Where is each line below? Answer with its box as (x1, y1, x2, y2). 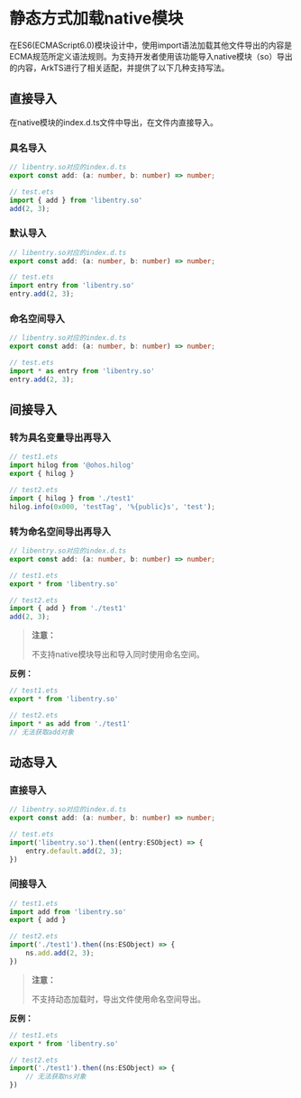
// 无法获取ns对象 (25, 1072, 87, 1082)
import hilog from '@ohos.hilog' (9, 461, 135, 470)
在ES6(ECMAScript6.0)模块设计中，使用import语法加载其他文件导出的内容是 (9, 40, 293, 50)
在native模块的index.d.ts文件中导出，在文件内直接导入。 (9, 116, 219, 127)
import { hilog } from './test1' (9, 493, 135, 503)
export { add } (9, 916, 67, 925)
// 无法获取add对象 (9, 727, 75, 737)
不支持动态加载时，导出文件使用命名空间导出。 (31, 993, 205, 1004)
